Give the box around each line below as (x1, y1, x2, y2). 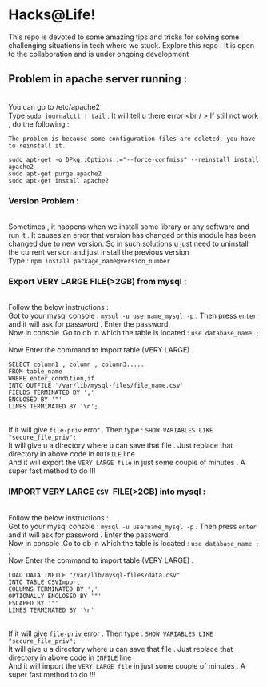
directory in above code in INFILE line (8, 653, 132, 662)
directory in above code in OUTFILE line (8, 449, 136, 459)
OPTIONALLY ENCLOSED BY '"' (8, 592, 102, 600)
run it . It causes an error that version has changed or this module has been (8, 231, 257, 240)
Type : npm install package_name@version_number (8, 256, 170, 266)
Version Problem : (8, 195, 79, 206)
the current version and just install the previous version (8, 247, 189, 257)
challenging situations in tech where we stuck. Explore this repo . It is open (8, 40, 255, 50)
